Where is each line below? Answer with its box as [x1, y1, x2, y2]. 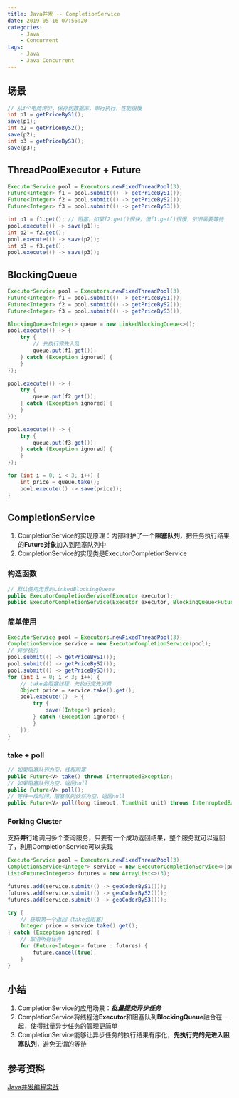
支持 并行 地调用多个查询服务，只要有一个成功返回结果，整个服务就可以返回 [7, 833, 225, 842]
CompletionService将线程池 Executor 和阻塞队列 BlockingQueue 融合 [17, 1013, 216, 1022]
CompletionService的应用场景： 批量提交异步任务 [17, 1004, 161, 1012]
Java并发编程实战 [7, 1083, 59, 1092]
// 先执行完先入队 [33, 341, 80, 348]
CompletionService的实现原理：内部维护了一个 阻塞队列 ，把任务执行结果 [17, 531, 230, 540]
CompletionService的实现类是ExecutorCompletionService [17, 549, 187, 558]
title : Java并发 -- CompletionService [7, 10, 120, 18]
